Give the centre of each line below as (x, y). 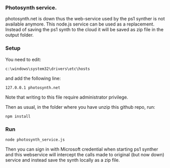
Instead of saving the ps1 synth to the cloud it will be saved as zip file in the (84, 30)
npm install (18, 116)
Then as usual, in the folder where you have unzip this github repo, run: (80, 107)
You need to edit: (23, 59)
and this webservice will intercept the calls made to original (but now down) (85, 154)
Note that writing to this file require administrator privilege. (67, 97)
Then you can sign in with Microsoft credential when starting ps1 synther (82, 149)
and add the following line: (33, 78)
